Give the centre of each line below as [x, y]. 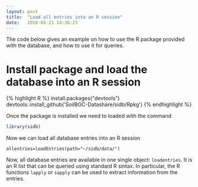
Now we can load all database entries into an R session [73, 138]
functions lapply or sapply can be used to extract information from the [92, 172]
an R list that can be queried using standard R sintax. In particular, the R [93, 166]
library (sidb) [24, 127]
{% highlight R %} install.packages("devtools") [63, 99]
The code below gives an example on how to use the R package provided [95, 40]
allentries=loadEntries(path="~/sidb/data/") [63, 149]
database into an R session [73, 82]
